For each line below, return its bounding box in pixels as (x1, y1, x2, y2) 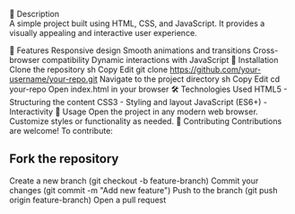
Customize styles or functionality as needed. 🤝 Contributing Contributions (9, 116, 282, 126)
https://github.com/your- (169, 64, 262, 75)
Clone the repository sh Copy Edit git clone (9, 64, 169, 75)
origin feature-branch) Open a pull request (9, 194, 167, 205)
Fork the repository (9, 151, 119, 166)
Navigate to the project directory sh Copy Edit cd (100, 74, 281, 85)
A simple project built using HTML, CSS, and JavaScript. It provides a (9, 18, 265, 29)
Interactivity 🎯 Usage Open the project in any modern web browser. (9, 106, 258, 117)
